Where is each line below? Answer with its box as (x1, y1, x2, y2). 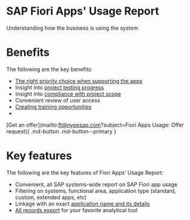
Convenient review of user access (15, 96, 100, 104)
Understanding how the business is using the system (6, 24, 139, 32)
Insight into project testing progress (15, 84, 104, 91)
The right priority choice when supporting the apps (15, 77, 143, 84)
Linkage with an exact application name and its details (15, 200, 150, 207)
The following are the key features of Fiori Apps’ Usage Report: (6, 168, 163, 176)
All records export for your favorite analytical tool (15, 206, 138, 213)
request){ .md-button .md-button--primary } (6, 127, 117, 135)
